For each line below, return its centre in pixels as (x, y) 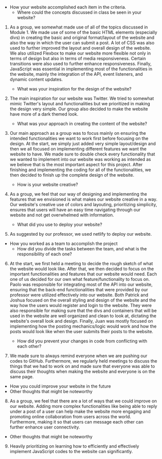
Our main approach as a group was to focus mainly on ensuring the (78, 133)
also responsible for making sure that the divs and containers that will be (83, 310)
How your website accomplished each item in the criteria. (68, 7)
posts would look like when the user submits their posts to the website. (81, 331)
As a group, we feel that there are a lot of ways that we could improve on (83, 401)
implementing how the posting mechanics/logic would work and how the (83, 326)
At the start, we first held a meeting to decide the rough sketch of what (81, 263)
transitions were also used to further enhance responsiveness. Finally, (81, 64)
